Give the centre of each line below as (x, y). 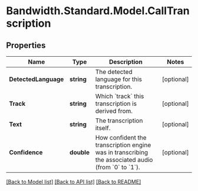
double (80, 152)
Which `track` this (120, 96)
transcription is (116, 103)
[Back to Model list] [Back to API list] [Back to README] (74, 182)
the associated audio (124, 160)
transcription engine (123, 145)
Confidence (26, 152)
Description (126, 62)
